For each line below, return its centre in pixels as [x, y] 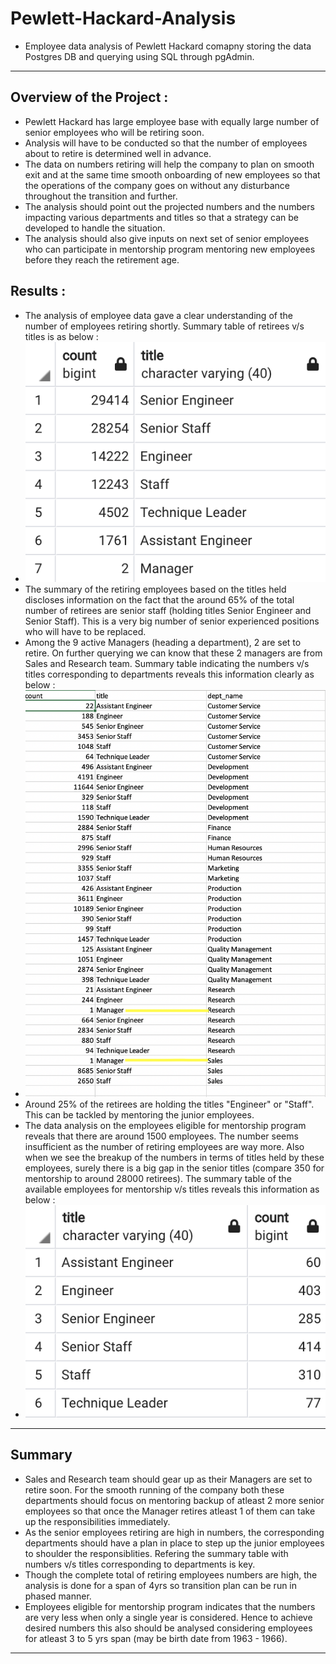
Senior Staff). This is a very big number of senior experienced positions [172, 621]
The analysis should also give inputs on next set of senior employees [167, 238]
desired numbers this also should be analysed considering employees [168, 1628]
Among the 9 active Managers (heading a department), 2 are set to [163, 643]
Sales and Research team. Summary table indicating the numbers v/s [167, 664]
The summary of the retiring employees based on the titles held [155, 589]
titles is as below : [61, 336]
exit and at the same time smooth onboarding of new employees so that [172, 174]
